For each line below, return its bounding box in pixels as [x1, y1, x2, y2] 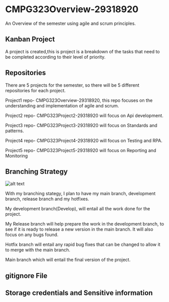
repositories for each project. [5, 87, 66, 93]
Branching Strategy [5, 167, 68, 176]
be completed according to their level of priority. [5, 54, 106, 60]
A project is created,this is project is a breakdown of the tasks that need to [5, 48, 160, 54]
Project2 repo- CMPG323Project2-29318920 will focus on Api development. [5, 112, 164, 119]
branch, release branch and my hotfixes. [5, 196, 89, 202]
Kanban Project [5, 35, 55, 44]
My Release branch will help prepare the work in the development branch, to [5, 221, 164, 227]
